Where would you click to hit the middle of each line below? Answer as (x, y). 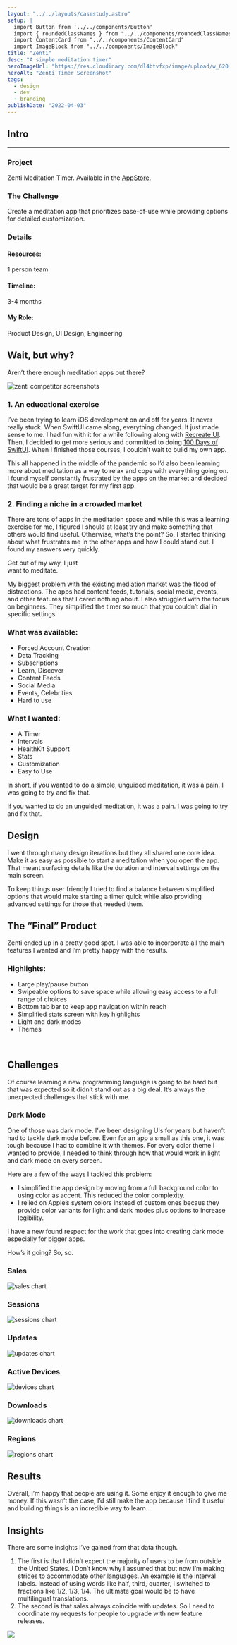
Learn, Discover (41, 670)
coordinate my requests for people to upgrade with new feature (110, 1614)
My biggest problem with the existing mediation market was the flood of (112, 584)
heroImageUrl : (28, 66)
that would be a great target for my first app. (72, 485)
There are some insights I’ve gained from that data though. (93, 1548)
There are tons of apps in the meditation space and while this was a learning (118, 520)
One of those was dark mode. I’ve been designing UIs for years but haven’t (116, 1130)
